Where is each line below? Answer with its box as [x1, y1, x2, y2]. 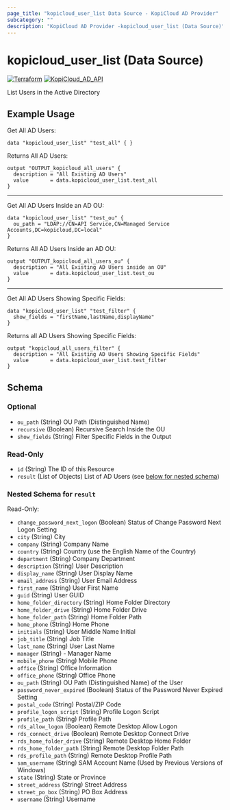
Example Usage [7, 108, 75, 120]
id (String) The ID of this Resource [16, 465, 114, 473]
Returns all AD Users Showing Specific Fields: [7, 332, 137, 340]
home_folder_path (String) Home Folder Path [16, 613, 142, 621]
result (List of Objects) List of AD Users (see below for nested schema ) [16, 473, 220, 481]
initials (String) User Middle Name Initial [16, 628, 136, 636]
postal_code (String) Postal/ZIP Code [16, 700, 122, 708]
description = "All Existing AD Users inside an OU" [13, 264, 167, 271]
